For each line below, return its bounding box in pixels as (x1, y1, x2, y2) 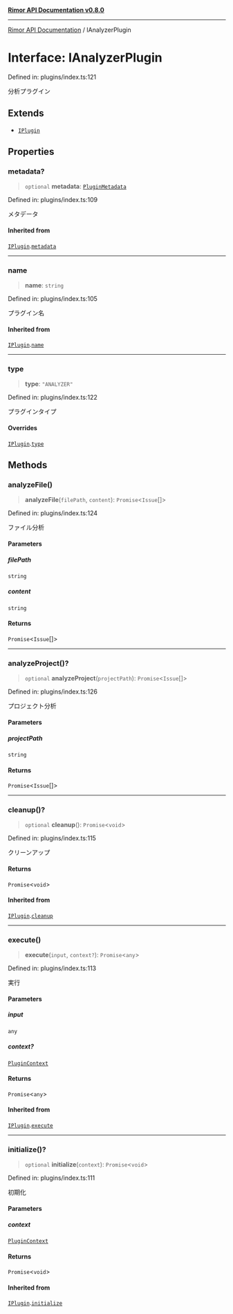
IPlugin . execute (8, 1121, 54, 1129)
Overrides (8, 424, 37, 432)
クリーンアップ (8, 849, 50, 857)
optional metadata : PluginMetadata (24, 183, 127, 191)
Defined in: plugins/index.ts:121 (8, 73, 96, 81)
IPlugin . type (8, 439, 44, 447)
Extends (8, 107, 44, 120)
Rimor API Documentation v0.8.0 (8, 6, 104, 14)
